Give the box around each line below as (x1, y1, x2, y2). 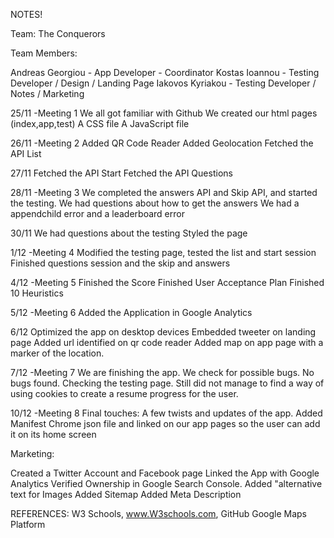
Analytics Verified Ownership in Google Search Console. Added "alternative (10, 478, 323, 489)
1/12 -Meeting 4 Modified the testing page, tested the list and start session (10, 247, 317, 258)
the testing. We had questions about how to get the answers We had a (10, 197, 300, 209)
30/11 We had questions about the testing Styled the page (10, 227, 248, 239)
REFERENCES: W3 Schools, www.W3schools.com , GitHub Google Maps (10, 508, 307, 519)
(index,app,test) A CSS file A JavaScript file (10, 118, 190, 129)
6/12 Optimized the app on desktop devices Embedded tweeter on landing (10, 326, 317, 338)
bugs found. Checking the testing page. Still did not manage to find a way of (10, 377, 325, 389)
